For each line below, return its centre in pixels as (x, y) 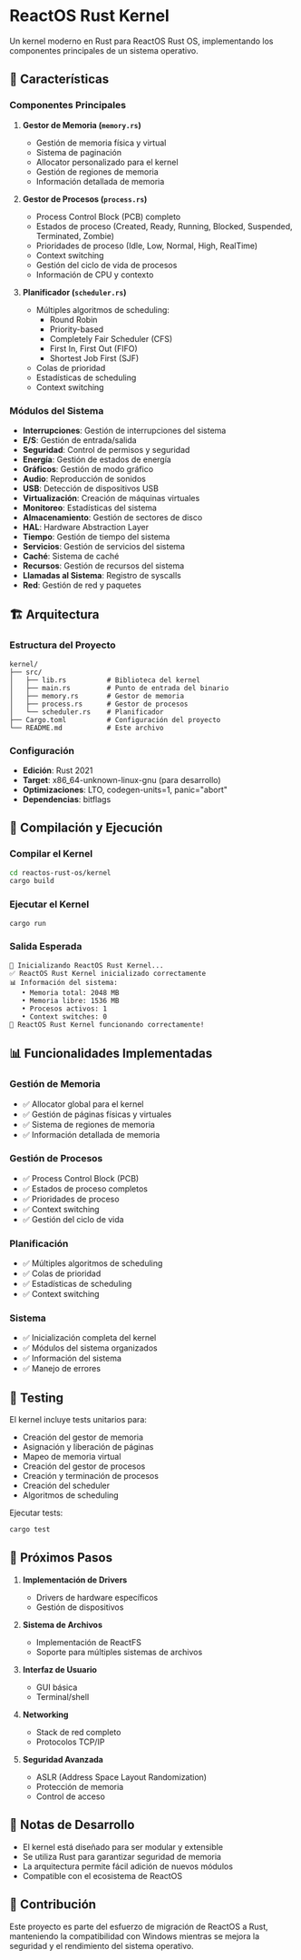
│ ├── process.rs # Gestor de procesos (99, 704)
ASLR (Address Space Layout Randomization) (121, 1777)
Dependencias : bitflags (67, 799)
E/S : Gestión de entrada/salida (80, 440)
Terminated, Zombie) (75, 236)
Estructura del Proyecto (63, 645)
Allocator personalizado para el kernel (107, 162)
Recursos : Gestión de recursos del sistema (103, 566)
